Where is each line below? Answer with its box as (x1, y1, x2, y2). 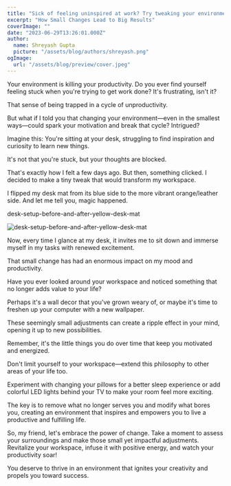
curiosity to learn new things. (7, 141, 90, 150)
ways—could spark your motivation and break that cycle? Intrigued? (7, 121, 200, 129)
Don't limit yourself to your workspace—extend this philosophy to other (7, 360, 210, 368)
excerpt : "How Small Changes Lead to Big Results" (7, 16, 155, 23)
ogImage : (7, 55, 32, 62)
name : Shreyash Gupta (13, 42, 76, 49)
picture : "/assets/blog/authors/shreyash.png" (13, 49, 149, 56)
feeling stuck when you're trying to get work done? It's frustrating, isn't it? (7, 87, 217, 95)
